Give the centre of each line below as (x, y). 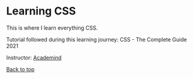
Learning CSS (41, 11)
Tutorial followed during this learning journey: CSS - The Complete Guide (97, 39)
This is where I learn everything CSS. (52, 28)
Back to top (20, 69)
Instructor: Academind (34, 57)
